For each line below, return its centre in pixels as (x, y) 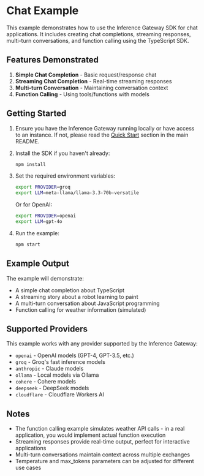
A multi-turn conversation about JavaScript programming (88, 303)
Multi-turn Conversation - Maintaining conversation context (92, 88)
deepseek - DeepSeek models (52, 388)
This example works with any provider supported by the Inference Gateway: (102, 344)
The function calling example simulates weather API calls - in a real (100, 429)
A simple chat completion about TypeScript (70, 290)
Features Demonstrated (53, 60)
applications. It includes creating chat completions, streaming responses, (99, 34)
